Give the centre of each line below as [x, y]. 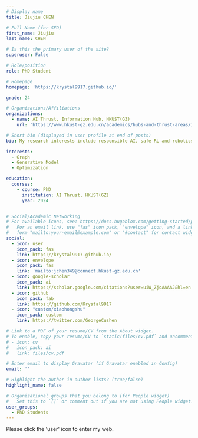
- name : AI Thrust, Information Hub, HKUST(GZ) [71, 119]
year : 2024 [35, 200]
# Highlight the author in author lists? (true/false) [75, 380]
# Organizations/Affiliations [43, 108]
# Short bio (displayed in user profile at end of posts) [79, 135]
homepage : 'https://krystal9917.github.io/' [62, 87]
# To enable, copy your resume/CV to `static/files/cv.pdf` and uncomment [100, 337]
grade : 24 [18, 98]
